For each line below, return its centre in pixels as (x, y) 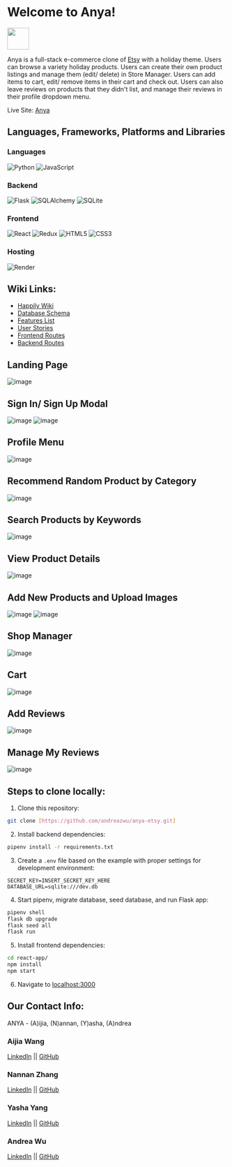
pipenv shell (26, 912)
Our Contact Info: (46, 1006)
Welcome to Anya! (62, 12)
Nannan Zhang (33, 1074)
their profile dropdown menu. (49, 96)
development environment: (56, 867)
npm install (24, 964)
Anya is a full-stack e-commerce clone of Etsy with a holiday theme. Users (114, 59)
